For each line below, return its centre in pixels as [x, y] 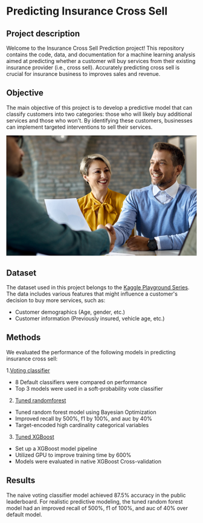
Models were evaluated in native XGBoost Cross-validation [88, 461]
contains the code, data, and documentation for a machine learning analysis [101, 55]
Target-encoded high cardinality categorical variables [82, 425]
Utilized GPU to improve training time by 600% [73, 455]
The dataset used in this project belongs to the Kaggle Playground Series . [98, 288]
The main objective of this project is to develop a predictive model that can [99, 107]
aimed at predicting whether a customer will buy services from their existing [101, 61]
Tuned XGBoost [34, 437]
